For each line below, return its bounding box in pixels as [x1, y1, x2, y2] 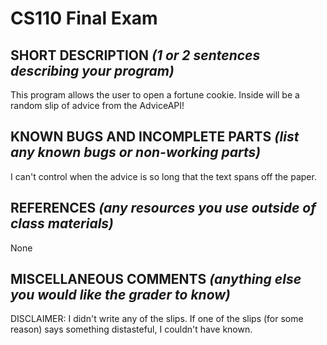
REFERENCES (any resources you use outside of [10, 200, 317, 217]
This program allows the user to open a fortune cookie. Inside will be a [10, 89, 300, 101]
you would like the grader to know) [10, 287, 231, 304]
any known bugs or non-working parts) [10, 144, 262, 161]
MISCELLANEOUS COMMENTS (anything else [10, 271, 302, 288]
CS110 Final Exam [10, 7, 158, 30]
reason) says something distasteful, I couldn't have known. [10, 323, 253, 336]
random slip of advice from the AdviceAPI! [10, 100, 185, 111]
